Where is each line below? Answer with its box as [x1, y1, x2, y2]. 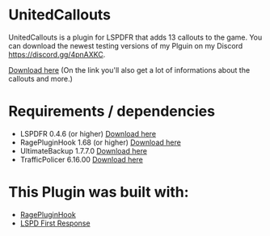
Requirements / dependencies [8, 103, 216, 120]
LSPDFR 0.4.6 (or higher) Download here [19, 129, 156, 138]
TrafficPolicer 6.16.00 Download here [19, 154, 143, 164]
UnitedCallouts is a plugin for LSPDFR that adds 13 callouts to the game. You [8, 32, 263, 42]
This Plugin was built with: [8, 183, 189, 201]
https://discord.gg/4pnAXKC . [8, 49, 106, 59]
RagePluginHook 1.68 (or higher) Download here [19, 137, 182, 147]
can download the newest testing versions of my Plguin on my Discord [8, 40, 243, 50]
